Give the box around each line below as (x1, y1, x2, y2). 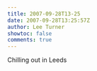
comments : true (7, 37, 52, 44)
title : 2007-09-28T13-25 (7, 10, 81, 18)
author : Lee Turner (7, 23, 65, 30)
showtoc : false (7, 30, 52, 37)
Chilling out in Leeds (7, 56, 67, 64)
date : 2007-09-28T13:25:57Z (7, 17, 91, 24)
